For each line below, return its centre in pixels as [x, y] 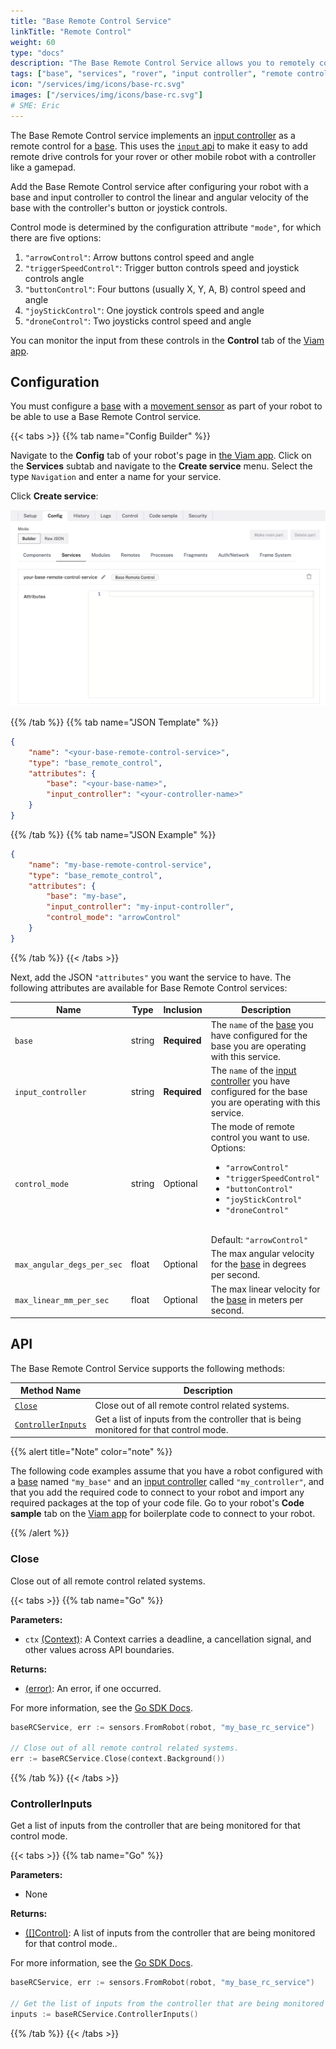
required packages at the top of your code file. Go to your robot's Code [157, 1503]
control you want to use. [260, 1137]
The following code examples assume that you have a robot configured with [166, 1471]
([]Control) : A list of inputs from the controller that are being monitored [170, 1933]
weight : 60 [33, 42]
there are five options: [56, 237]
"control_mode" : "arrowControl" [114, 918]
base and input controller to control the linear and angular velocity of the [159, 197]
